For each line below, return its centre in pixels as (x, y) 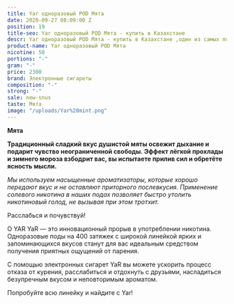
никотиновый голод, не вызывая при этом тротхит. (83, 202)
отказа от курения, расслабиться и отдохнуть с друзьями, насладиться (114, 271)
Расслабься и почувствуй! (46, 215)
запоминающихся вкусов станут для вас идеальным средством (103, 243)
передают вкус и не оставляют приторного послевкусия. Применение (112, 187)
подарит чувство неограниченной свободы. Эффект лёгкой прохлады (115, 151)
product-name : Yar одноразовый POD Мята (67, 46)
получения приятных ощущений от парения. (73, 250)
